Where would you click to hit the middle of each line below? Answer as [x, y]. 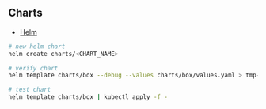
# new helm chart [37, 47]
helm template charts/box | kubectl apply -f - [88, 97]
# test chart [30, 90]
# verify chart [33, 68]
